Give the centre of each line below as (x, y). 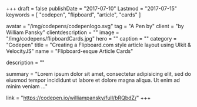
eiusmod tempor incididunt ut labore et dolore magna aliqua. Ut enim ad (93, 80)
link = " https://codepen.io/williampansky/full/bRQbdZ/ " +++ (79, 98)
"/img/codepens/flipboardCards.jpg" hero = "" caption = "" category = (92, 39)
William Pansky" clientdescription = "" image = (63, 32)
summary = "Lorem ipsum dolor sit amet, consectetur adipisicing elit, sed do (98, 74)
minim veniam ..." (27, 86)
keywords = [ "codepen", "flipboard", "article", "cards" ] (74, 15)
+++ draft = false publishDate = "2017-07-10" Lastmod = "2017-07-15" (92, 9)
